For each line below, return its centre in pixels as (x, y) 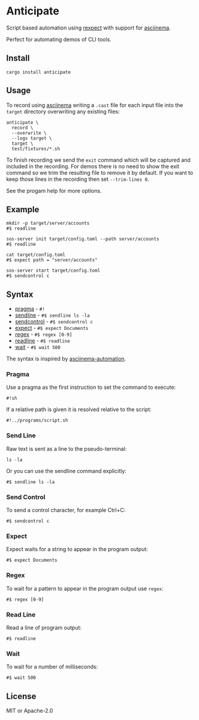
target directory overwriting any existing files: (63, 111)
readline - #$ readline (42, 341)
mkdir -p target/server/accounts (48, 224)
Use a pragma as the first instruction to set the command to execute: (91, 387)
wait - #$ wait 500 (38, 347)
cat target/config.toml (36, 255)
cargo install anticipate (38, 72)
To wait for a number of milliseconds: (52, 667)
